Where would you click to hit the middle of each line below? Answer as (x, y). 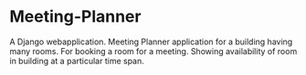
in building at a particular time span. (77, 61)
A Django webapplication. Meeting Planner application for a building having (151, 42)
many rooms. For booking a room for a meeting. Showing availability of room (153, 51)
